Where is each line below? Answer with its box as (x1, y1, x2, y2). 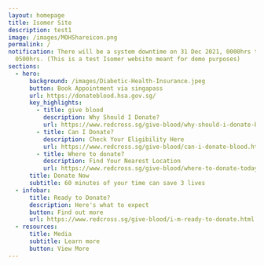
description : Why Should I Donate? (42, 114, 159, 122)
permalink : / (8, 41, 51, 49)
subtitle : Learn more (28, 238, 101, 245)
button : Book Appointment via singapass (28, 84, 163, 93)
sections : (8, 63, 41, 71)
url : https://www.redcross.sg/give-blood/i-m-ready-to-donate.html (28, 216, 255, 223)
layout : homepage (8, 11, 65, 20)
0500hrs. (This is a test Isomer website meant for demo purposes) (15, 56, 241, 64)
